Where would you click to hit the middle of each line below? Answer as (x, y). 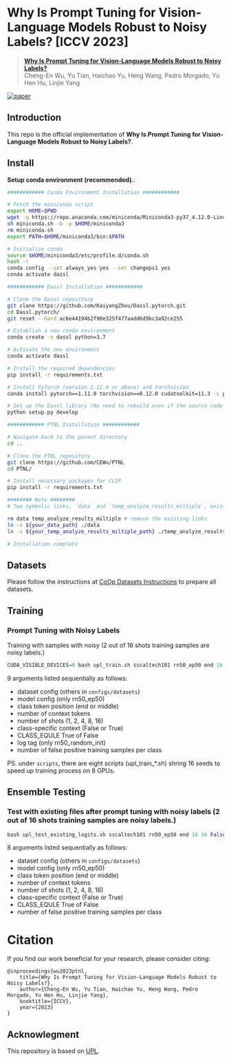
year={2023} (36, 1008)
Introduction (34, 118)
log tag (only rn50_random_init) (62, 743)
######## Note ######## (41, 500)
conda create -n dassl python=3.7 (57, 337)
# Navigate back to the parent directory (67, 438)
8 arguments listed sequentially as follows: (67, 848)
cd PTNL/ (20, 468)
